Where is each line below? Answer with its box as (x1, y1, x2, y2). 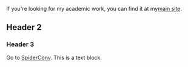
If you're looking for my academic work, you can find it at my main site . (6, 5, 182, 12)
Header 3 (6, 40, 35, 48)
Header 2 (6, 22, 42, 32)
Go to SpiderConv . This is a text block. (6, 54, 102, 61)
